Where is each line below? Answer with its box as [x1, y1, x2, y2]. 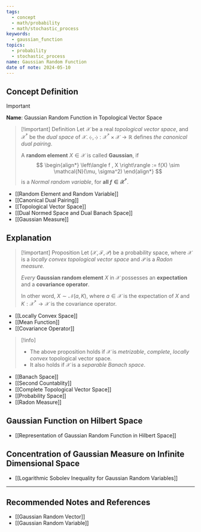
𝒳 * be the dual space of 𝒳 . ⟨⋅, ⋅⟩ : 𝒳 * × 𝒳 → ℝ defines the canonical [20, 132, 187, 141]
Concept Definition [6, 86, 79, 96]
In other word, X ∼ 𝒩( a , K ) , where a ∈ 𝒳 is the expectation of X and [20, 293, 190, 300]
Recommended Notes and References [6, 497, 151, 507]
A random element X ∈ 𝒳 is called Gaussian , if [20, 151, 139, 159]
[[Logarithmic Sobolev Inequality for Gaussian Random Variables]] [14, 474, 178, 482]
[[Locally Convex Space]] [14, 312, 78, 319]
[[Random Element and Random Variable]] [14, 190, 118, 197]
